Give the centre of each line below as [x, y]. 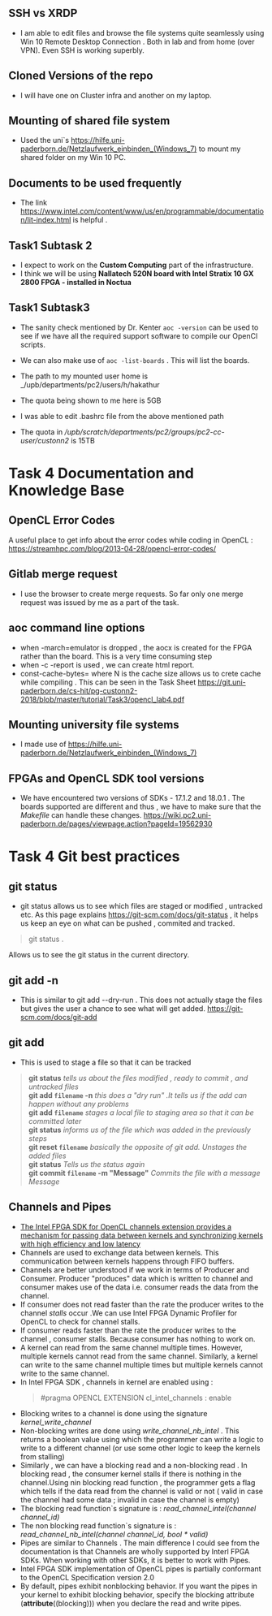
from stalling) [42, 1456]
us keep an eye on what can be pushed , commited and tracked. [127, 923]
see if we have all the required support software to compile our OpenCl [139, 335]
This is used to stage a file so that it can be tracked [106, 1062]
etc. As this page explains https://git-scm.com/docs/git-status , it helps [139, 915]
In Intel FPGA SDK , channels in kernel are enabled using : [117, 1382]
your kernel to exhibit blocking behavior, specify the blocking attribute [137, 1594]
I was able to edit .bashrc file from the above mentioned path [122, 416]
